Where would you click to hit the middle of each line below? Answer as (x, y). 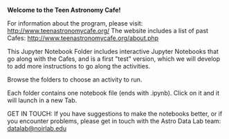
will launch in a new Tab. (42, 100)
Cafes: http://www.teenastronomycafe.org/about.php (83, 38)
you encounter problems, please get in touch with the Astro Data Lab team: (114, 121)
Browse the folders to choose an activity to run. (75, 80)
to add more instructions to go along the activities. (79, 66)
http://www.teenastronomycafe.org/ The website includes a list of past (108, 31)
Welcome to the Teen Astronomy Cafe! (64, 10)
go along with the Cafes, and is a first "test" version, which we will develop (114, 59)
